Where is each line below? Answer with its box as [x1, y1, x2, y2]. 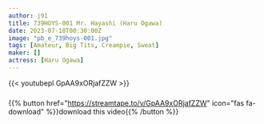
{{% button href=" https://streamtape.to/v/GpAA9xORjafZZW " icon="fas [8, 98, 245, 108]
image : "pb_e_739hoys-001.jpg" [8, 34, 113, 42]
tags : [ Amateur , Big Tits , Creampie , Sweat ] [8, 42, 159, 50]
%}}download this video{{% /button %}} [46, 106, 179, 116]
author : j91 [8, 11, 48, 20]
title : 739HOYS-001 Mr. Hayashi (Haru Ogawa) [8, 19, 162, 27]
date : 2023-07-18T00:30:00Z [8, 26, 102, 34]
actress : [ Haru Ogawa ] [8, 57, 84, 65]
